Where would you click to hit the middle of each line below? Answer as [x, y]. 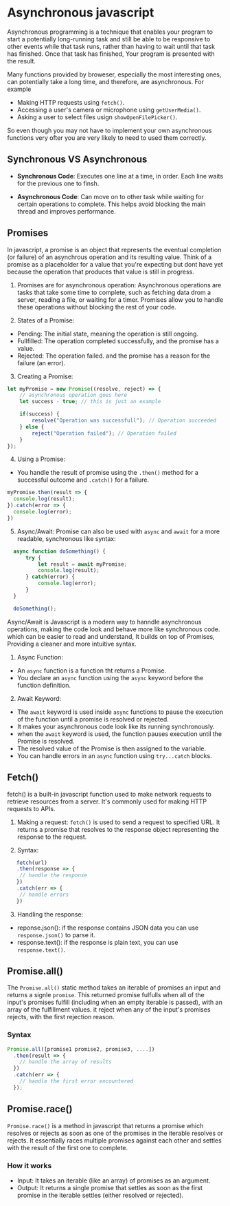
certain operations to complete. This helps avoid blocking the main [111, 204]
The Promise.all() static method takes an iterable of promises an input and [114, 988]
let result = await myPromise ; [82, 564]
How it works [30, 1165]
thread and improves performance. [66, 211]
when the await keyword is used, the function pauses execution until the [119, 734]
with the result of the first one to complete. [68, 1147]
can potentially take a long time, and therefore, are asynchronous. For [106, 81]
